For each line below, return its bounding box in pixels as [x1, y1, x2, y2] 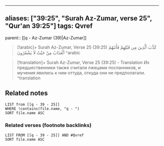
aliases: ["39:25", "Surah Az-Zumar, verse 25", [5, 14, 152, 22]
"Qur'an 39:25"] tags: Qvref [5, 22, 93, 30]
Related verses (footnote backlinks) [5, 122, 92, 128]
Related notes [5, 89, 48, 97]
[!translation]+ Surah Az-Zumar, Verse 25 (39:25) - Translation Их [17, 59, 150, 65]
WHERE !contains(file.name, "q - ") [5, 106, 80, 111]
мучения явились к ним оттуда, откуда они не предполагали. [17, 70, 145, 75]
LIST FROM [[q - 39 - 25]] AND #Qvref [5, 132, 84, 138]
